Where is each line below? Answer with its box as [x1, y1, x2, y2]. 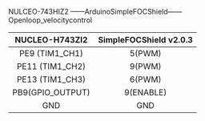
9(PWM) [129, 61, 162, 71]
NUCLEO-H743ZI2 [14, 34, 88, 45]
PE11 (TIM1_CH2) [16, 61, 86, 71]
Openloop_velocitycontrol [8, 15, 93, 25]
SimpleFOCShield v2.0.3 [98, 34, 194, 45]
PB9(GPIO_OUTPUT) [12, 87, 90, 98]
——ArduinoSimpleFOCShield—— [70, 7, 183, 16]
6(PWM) [129, 74, 162, 85]
